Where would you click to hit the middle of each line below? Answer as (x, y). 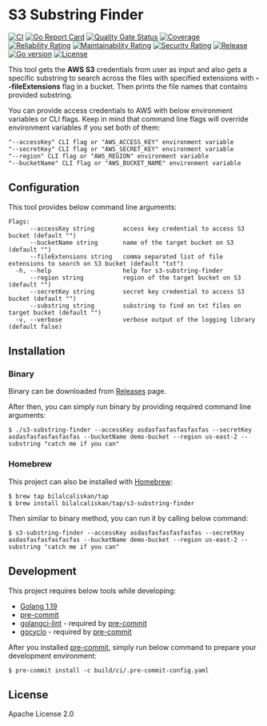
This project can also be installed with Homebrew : (91, 481)
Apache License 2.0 (41, 714)
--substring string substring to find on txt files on (135, 306)
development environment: (53, 656)
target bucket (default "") (55, 313)
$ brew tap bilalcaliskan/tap (59, 496)
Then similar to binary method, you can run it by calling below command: (128, 518)
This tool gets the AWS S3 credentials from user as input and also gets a (128, 69)
